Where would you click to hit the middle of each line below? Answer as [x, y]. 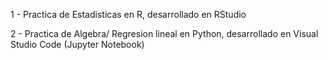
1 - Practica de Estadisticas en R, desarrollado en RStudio [128, 14]
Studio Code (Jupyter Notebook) [77, 44]
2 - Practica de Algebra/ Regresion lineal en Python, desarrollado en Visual [164, 33]
